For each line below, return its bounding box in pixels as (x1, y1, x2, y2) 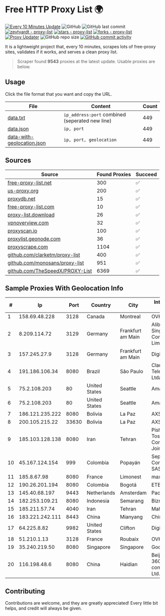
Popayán (120, 459, 141, 466)
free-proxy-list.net (7, 179, 52, 186)
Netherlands (86, 489, 115, 496)
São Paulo (120, 368, 143, 375)
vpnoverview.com (7, 219, 49, 226)
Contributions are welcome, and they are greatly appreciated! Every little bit (5, 600, 158, 606)
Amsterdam (120, 489, 147, 496)
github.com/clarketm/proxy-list (7, 251, 80, 258)
